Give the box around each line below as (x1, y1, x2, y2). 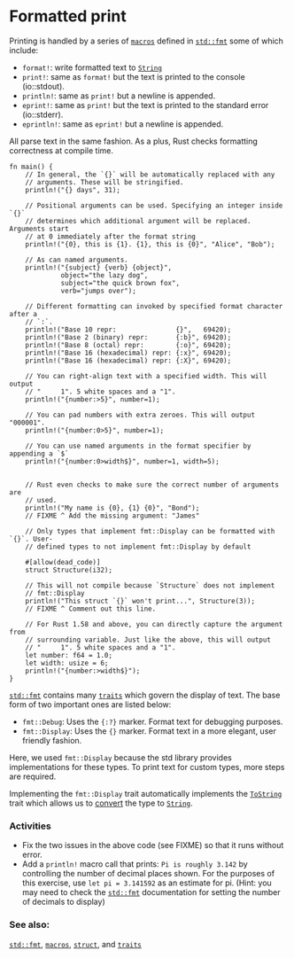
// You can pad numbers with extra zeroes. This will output (25, 410, 255, 419)
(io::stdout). (21, 81, 65, 91)
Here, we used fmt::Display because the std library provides (9, 752, 232, 763)
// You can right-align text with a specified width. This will (25, 371, 267, 380)
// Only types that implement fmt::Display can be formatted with (25, 526, 275, 535)
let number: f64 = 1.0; (25, 650, 113, 659)
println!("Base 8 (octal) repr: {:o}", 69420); (25, 340, 232, 349)
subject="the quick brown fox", (60, 278, 180, 287)
